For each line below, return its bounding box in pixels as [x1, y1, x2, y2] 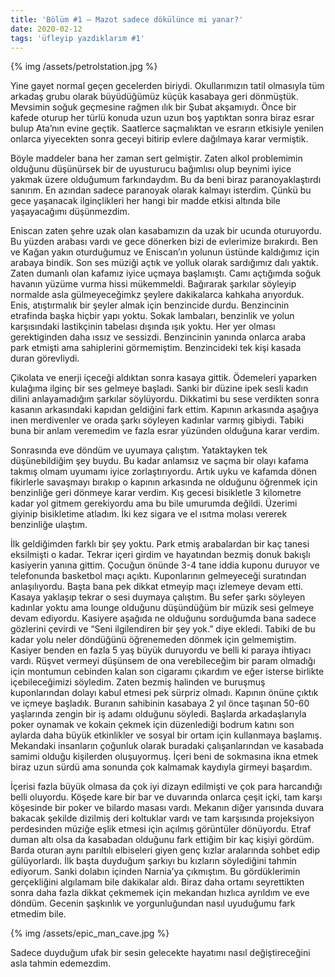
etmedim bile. [10, 908, 67, 920]
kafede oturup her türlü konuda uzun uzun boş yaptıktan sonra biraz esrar [10, 112, 315, 124]
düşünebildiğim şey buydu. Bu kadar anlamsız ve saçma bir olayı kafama [10, 455, 309, 467]
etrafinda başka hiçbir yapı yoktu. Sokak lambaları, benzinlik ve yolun [10, 310, 295, 322]
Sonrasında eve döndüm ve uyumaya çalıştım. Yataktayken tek [10, 444, 268, 456]
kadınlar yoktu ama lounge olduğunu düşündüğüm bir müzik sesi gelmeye [10, 602, 315, 614]
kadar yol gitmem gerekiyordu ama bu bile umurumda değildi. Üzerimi [10, 497, 298, 510]
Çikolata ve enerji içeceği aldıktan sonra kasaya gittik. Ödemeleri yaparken [10, 372, 317, 384]
